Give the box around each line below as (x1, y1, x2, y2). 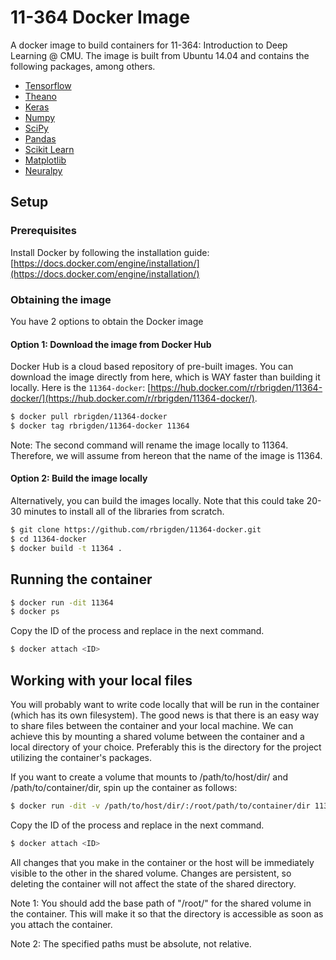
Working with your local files (10, 672, 193, 689)
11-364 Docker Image (10, 6, 191, 29)
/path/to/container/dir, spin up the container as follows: (10, 781, 238, 793)
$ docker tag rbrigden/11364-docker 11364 (10, 421, 190, 431)
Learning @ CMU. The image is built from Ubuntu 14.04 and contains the (10, 49, 310, 61)
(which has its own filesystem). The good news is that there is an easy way (10, 709, 320, 721)
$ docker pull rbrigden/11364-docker (10, 412, 168, 422)
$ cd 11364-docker (10, 534, 87, 544)
